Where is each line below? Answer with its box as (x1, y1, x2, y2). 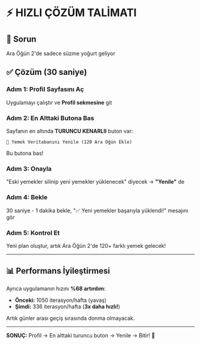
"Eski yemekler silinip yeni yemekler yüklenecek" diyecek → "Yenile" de (6, 178, 185, 185)
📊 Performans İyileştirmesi (6, 266, 111, 276)
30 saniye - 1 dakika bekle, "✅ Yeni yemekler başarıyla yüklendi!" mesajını (6, 206, 188, 214)
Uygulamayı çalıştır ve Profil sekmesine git (6, 98, 112, 106)
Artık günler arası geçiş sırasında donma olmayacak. (6, 314, 135, 322)
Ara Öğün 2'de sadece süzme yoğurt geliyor (6, 50, 115, 57)
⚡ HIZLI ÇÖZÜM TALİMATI (6, 6, 137, 20)
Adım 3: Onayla (6, 164, 52, 173)
